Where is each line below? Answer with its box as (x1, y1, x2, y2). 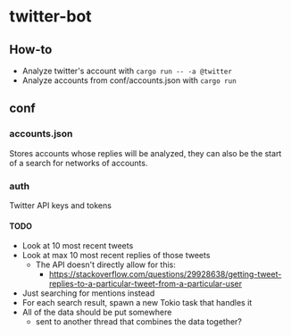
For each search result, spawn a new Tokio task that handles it (21, 298, 253, 308)
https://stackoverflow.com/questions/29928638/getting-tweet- (48, 269, 282, 280)
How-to (9, 42, 53, 57)
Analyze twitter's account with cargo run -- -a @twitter (21, 65, 232, 76)
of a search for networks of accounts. (9, 157, 148, 168)
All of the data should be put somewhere (21, 307, 172, 318)
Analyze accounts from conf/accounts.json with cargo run (21, 75, 237, 86)
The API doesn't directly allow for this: (35, 259, 177, 270)
